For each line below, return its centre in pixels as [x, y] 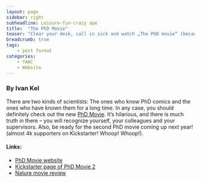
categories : [21, 56]
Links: [14, 147]
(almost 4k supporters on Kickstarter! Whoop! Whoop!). [75, 133]
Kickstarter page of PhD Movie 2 [55, 166]
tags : [13, 45]
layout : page [22, 12]
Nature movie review [40, 173]
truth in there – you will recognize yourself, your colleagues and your [91, 120]
